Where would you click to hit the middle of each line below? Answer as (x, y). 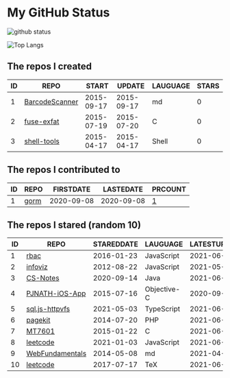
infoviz (37, 267)
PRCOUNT (169, 189)
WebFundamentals (56, 353)
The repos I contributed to (64, 170)
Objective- (162, 290)
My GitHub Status (59, 13)
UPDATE (131, 86)
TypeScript (162, 309)
